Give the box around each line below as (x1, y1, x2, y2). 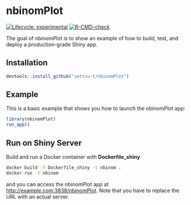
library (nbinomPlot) (6, 116, 57, 122)
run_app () (6, 121, 30, 128)
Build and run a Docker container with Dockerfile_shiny (6, 154, 140, 160)
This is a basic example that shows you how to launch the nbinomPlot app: (6, 105, 186, 112)
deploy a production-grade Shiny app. (6, 41, 98, 48)
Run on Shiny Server (6, 138, 82, 148)
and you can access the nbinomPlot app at (6, 180, 109, 187)
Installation (6, 58, 48, 68)
